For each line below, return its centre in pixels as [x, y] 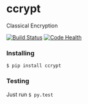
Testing [18, 81]
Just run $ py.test [30, 94]
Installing [20, 53]
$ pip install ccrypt [34, 66]
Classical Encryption [32, 26]
